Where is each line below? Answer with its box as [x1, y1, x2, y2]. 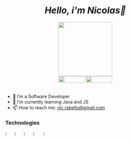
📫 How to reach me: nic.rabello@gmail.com [12, 104, 105, 110]
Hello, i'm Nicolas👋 [44, 5, 126, 16]
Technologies [5, 119, 40, 126]
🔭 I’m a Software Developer [12, 93, 70, 99]
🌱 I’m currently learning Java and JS [12, 99, 89, 105]
